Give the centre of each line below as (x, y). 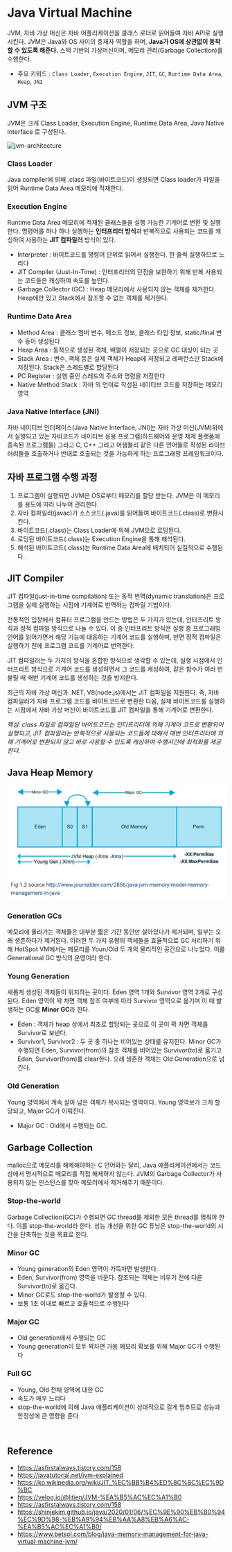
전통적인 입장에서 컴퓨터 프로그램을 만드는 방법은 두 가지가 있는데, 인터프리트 (111, 620)
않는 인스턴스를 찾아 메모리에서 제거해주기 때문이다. (95, 1183)
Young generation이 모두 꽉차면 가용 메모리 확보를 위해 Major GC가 (109, 1347)
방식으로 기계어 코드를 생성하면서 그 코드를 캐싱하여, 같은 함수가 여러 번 (127, 669)
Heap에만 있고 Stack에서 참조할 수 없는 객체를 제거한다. (93, 298)
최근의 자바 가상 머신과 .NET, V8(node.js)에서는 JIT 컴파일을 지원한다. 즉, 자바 (113, 692)
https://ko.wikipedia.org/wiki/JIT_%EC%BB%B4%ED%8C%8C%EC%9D (121, 1483)
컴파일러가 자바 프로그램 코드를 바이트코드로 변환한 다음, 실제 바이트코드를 (107, 701)
